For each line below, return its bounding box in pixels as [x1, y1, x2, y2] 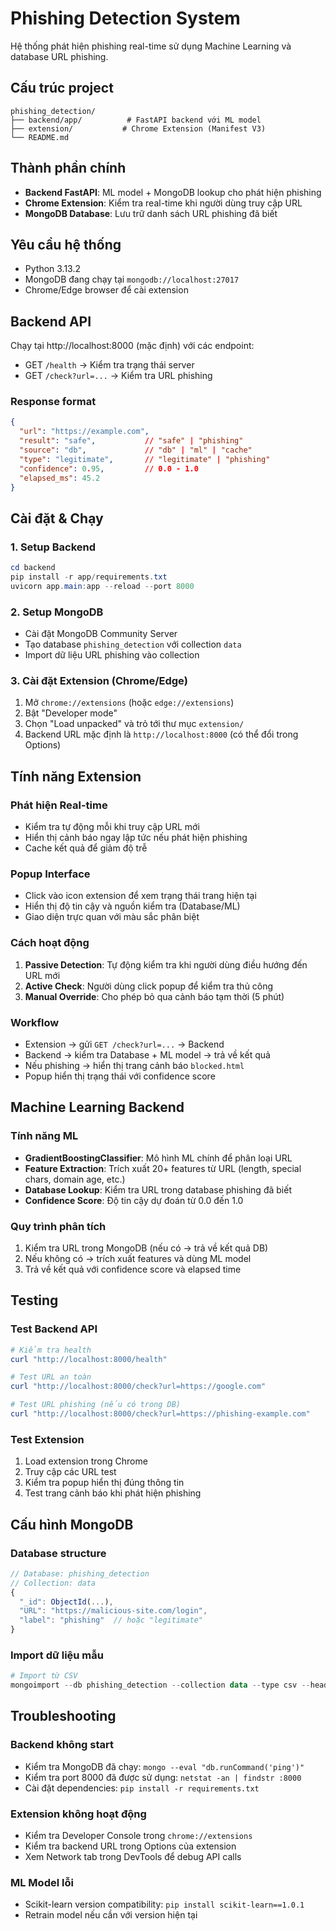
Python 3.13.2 [24, 263, 82, 275]
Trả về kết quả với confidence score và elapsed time [24, 1263, 242, 1275]
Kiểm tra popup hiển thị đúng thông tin [24, 1477, 185, 1489]
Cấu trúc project [10, 80, 114, 97]
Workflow [10, 1015, 60, 1029]
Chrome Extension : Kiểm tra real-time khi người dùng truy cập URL [24, 197, 303, 209]
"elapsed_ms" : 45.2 [19, 473, 101, 483]
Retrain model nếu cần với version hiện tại [24, 1909, 198, 1921]
